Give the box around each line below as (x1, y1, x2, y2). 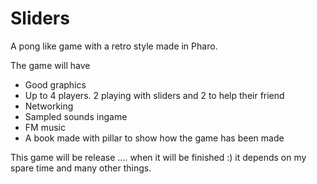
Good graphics (24, 78, 87, 91)
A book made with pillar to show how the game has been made (24, 132, 285, 144)
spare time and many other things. (10, 162, 152, 174)
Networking (24, 100, 74, 112)
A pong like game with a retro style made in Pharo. (10, 40, 218, 52)
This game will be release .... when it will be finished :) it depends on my (10, 151, 307, 163)
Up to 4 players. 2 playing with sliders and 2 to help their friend (24, 89, 285, 101)
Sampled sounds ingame (24, 110, 128, 122)
